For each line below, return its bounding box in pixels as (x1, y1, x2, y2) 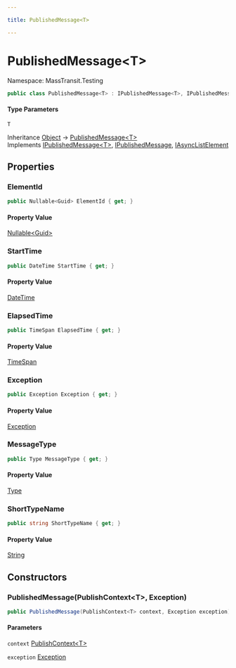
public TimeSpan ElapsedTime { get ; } (7, 327, 121, 334)
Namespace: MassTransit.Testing (7, 76, 104, 84)
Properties (7, 161, 55, 173)
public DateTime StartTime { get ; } (7, 262, 114, 270)
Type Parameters (7, 105, 59, 113)
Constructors (7, 571, 67, 583)
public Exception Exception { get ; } (7, 391, 118, 398)
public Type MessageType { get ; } (7, 455, 109, 462)
